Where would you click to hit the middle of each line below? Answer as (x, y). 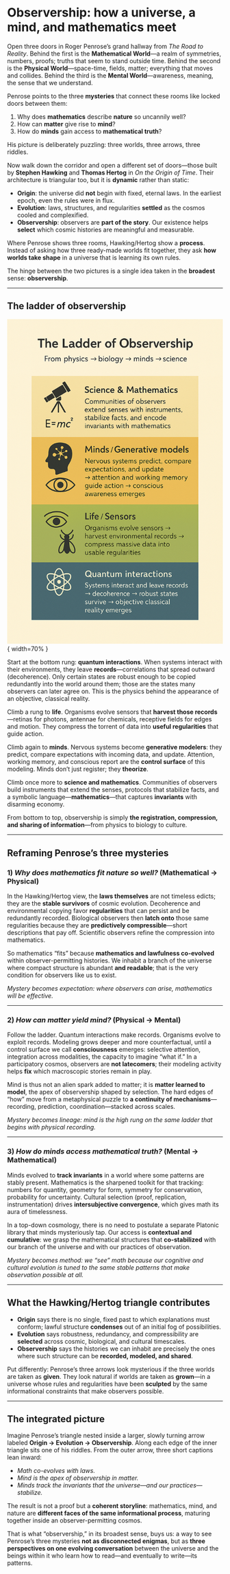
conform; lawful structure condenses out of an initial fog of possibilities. (119, 1327)
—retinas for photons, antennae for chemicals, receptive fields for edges (110, 719)
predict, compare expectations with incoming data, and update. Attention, (111, 754)
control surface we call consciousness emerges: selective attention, (104, 1050)
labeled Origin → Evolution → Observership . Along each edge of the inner (112, 1443)
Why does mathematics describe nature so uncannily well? (101, 116)
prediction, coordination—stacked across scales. (106, 1107)
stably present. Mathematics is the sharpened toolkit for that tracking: (105, 1182)
